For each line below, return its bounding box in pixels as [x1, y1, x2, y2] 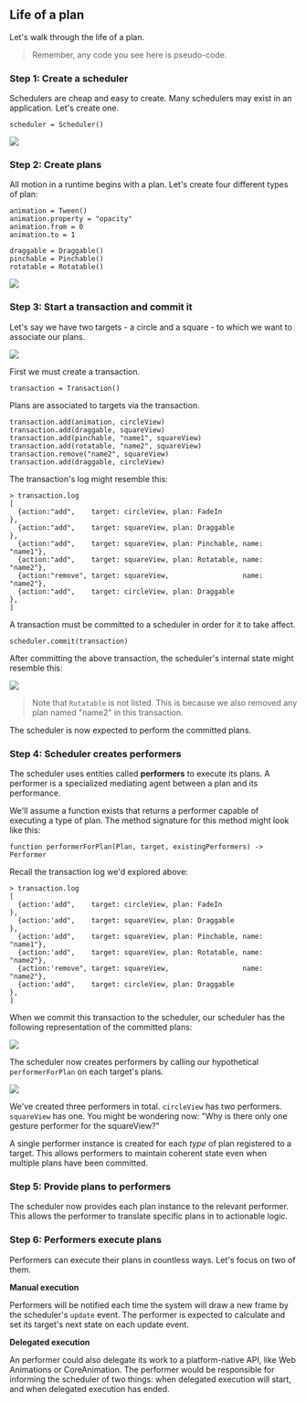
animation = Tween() [9, 206, 89, 216]
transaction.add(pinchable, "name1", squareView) [9, 433, 203, 442]
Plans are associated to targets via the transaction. [9, 399, 200, 410]
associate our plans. [9, 331, 86, 342]
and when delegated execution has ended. [9, 1383, 171, 1394]
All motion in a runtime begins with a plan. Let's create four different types [9, 179, 289, 190]
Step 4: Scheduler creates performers [9, 747, 182, 760]
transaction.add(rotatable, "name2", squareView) [9, 441, 203, 450]
